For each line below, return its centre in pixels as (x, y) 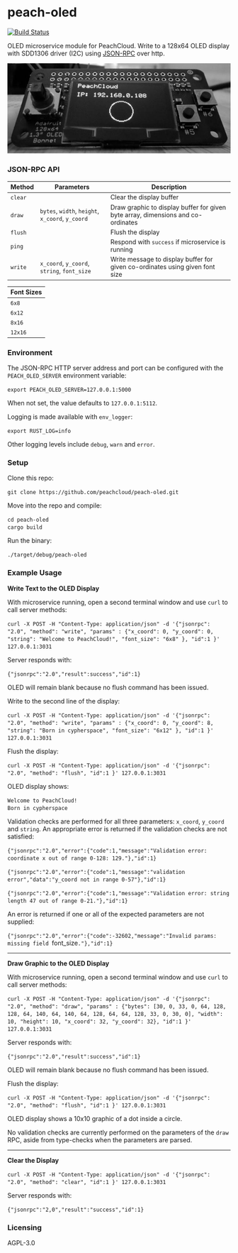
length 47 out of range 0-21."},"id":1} (68, 901)
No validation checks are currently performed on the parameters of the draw (118, 1132)
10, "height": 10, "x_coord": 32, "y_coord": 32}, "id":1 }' (100, 1022)
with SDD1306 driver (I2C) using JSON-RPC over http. (86, 53)
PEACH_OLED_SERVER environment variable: (67, 376)
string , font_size (66, 270)
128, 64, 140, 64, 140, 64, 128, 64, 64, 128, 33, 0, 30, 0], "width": (115, 1014)
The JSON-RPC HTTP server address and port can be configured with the (115, 368)
